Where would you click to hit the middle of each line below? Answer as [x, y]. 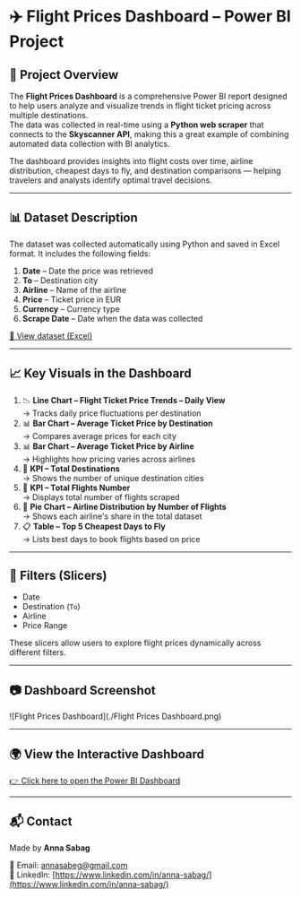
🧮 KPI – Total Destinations [71, 468]
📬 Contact [41, 821]
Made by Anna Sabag [50, 848]
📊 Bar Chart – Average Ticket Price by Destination [117, 423]
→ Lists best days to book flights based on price [111, 539]
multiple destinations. [49, 115]
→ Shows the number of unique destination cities [113, 478]
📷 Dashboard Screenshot [82, 690]
